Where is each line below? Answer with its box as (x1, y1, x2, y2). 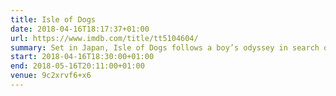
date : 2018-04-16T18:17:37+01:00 (10, 24, 150, 34)
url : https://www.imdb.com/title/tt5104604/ (10, 33, 199, 43)
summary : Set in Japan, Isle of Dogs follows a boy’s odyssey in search (10, 42, 320, 53)
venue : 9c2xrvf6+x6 (10, 71, 92, 81)
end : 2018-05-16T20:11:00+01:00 (10, 61, 145, 71)
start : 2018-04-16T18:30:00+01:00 (10, 52, 155, 62)
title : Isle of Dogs (10, 14, 97, 25)
